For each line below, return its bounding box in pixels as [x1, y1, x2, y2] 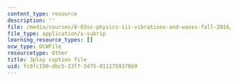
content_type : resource [7, 10, 78, 18]
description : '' [7, 17, 55, 24]
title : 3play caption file [7, 56, 87, 63]
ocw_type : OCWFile [7, 43, 62, 50]
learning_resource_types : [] [7, 37, 93, 44]
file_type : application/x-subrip [7, 30, 106, 37]
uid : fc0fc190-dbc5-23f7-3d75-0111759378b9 [7, 63, 138, 70]
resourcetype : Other [7, 50, 69, 57]
